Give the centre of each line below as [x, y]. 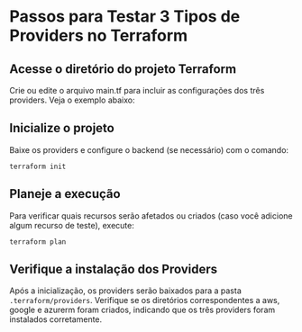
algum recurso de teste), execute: [72, 225]
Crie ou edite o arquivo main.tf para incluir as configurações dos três [137, 90]
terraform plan [38, 242]
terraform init [38, 166]
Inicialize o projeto [62, 128]
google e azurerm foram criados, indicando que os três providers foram [142, 310]
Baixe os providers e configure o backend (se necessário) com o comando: [149, 149]
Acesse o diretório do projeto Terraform [123, 69]
